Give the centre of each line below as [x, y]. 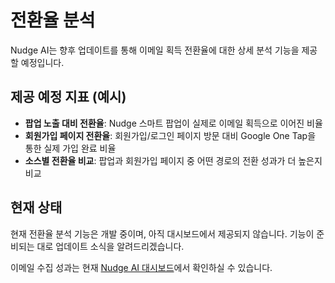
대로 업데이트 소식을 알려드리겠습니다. [110, 246]
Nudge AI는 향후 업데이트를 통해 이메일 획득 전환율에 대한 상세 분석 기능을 [155, 50]
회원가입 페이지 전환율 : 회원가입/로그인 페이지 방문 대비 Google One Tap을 [170, 135]
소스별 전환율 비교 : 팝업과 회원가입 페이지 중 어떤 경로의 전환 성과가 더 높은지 [173, 160]
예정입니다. [42, 62]
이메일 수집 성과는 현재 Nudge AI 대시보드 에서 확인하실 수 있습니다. [141, 267]
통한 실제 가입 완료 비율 [70, 148]
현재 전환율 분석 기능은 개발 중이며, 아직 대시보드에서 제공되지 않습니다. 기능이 [162, 233]
